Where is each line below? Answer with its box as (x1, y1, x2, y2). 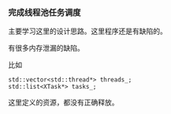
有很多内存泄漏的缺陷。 (8, 44, 84, 53)
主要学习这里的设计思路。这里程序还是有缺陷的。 (8, 26, 167, 36)
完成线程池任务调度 (8, 6, 81, 17)
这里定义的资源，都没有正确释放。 (8, 97, 119, 108)
